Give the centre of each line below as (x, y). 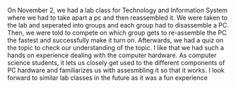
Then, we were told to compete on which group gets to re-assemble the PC (117, 32)
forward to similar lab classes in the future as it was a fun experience (108, 78)
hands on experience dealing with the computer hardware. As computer (112, 55)
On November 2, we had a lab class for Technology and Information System (118, 10)
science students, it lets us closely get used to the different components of (116, 63)
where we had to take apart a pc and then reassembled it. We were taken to (118, 18)
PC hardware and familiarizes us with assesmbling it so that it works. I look (116, 70)
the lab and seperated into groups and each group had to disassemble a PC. (118, 25)
